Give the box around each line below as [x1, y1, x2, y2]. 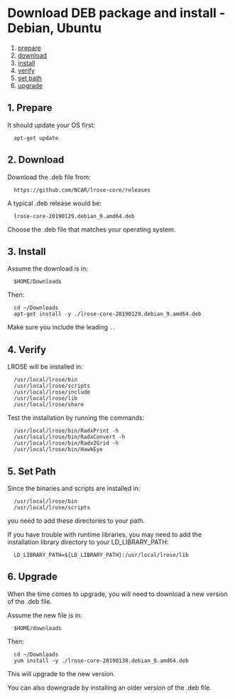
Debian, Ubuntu [7, 20, 102, 36]
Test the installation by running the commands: [7, 413, 145, 422]
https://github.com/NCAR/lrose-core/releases [13, 186, 151, 193]
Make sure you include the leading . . [7, 323, 115, 332]
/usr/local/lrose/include [13, 389, 91, 396]
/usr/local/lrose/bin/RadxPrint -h [13, 428, 119, 435]
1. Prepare [7, 102, 53, 114]
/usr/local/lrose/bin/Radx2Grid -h [13, 440, 119, 447]
